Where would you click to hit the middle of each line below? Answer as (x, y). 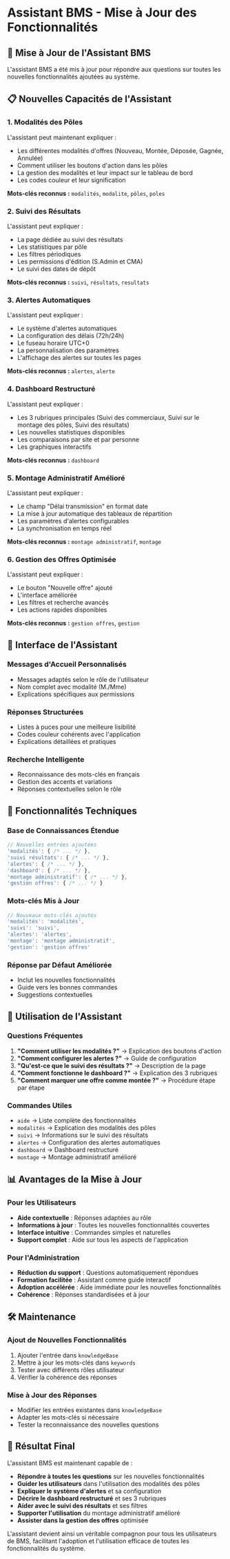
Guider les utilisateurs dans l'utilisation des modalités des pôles (108, 1483)
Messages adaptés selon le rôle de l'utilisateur (83, 679)
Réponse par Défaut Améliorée (60, 965)
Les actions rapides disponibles (62, 610)
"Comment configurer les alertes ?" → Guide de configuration (106, 1058)
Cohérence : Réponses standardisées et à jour (83, 1295)
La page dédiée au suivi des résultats (70, 239)
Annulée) (30, 158)
